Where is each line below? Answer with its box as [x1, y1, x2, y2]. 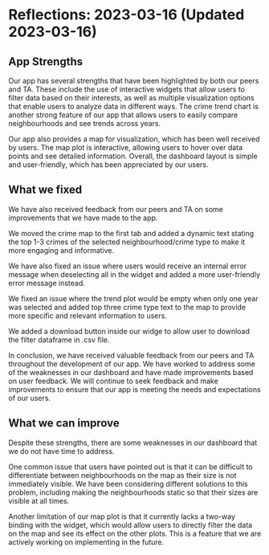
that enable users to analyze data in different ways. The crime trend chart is [8, 102, 259, 111]
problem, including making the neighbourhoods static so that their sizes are [8, 488, 259, 497]
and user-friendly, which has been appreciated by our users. [8, 160, 209, 169]
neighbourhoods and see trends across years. [8, 119, 161, 128]
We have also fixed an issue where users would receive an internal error [8, 261, 247, 271]
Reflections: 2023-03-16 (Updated [8, 6, 245, 24]
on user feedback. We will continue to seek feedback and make [8, 376, 218, 386]
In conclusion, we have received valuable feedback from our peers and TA [8, 350, 255, 360]
